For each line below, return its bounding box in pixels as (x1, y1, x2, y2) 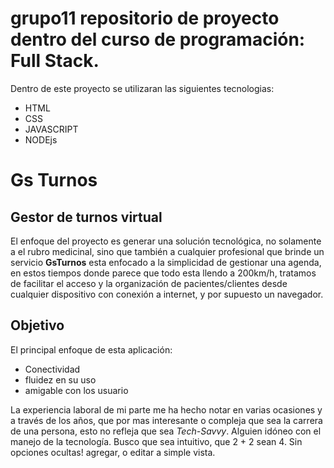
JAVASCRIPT (24, 123, 79, 135)
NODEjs (24, 133, 58, 146)
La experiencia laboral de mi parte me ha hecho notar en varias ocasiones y (10, 403, 323, 416)
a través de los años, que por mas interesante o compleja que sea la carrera (10, 414, 323, 426)
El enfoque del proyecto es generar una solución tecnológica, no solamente (10, 235, 322, 247)
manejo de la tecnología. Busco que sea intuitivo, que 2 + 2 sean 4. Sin (10, 435, 303, 447)
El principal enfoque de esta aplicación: (10, 343, 173, 356)
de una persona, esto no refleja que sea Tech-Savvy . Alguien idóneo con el (10, 425, 322, 437)
